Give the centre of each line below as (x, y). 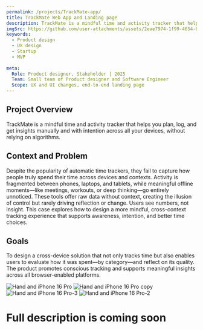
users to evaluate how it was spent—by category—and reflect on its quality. (100, 262)
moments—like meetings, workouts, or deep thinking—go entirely (88, 190)
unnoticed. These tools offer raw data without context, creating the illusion (99, 196)
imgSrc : (16, 29)
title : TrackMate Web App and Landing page (62, 18)
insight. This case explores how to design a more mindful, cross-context (96, 209)
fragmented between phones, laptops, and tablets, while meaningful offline (100, 183)
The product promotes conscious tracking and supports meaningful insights (101, 269)
